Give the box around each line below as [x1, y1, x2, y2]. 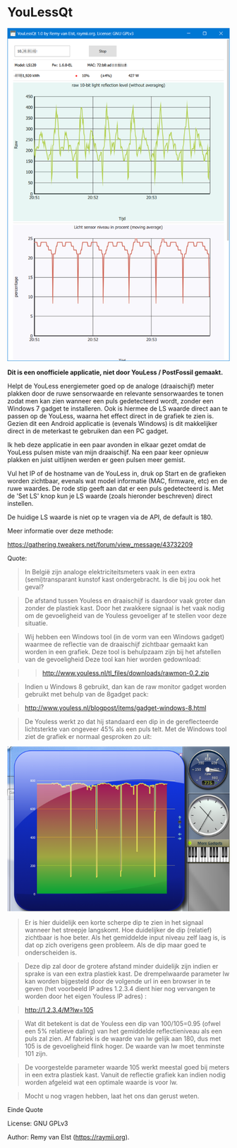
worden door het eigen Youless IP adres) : [24, 992, 147, 1000]
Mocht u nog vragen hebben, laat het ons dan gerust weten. [24, 1091, 200, 1100]
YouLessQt [7, 4, 73, 20]
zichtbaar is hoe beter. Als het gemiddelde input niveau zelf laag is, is [24, 933, 226, 942]
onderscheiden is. [24, 948, 78, 957]
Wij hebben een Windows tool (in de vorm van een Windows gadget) [24, 633, 225, 641]
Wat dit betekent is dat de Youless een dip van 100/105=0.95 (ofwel [24, 1019, 221, 1028]
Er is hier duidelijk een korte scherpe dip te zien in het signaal [24, 918, 204, 926]
